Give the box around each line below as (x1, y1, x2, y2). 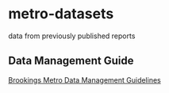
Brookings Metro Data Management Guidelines (8, 75, 161, 84)
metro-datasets (8, 5, 114, 23)
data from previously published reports (8, 31, 136, 41)
